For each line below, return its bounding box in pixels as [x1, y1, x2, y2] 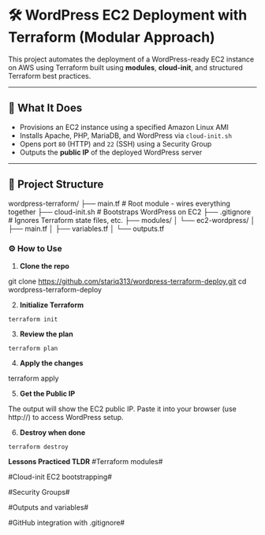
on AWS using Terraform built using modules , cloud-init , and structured [8, 62, 243, 72]
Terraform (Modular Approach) [8, 28, 215, 46]
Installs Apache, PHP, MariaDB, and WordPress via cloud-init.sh [19, 131, 233, 140]
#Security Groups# [8, 487, 70, 496]
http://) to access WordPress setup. [8, 412, 124, 422]
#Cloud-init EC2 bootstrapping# [8, 472, 113, 481]
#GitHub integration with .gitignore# [8, 518, 125, 527]
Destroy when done [19, 427, 86, 437]
